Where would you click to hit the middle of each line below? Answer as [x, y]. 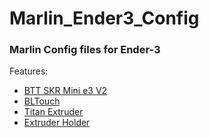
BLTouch [42, 101]
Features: [29, 71]
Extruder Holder [57, 123]
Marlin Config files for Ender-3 [85, 50]
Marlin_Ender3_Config [104, 18]
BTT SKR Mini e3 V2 [65, 91]
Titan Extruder [53, 112]
